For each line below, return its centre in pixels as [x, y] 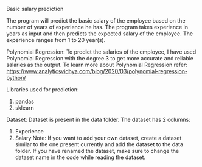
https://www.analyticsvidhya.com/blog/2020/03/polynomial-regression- [97, 71]
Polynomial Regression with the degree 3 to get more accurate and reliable [100, 58]
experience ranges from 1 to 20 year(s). [56, 40]
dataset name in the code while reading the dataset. [80, 157]
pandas [25, 101]
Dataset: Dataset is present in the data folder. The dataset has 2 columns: [98, 119]
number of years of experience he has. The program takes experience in [97, 27]
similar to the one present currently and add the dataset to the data [99, 144]
